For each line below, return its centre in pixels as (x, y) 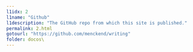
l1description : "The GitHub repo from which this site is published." (97, 23)
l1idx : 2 (17, 12)
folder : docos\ (25, 39)
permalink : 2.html (29, 28)
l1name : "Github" (28, 17)
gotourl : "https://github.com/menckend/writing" (68, 34)
